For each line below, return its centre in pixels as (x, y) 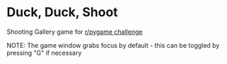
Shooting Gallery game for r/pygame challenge (75, 32)
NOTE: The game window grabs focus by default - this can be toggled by (113, 45)
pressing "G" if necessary (44, 53)
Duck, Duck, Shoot (62, 12)
